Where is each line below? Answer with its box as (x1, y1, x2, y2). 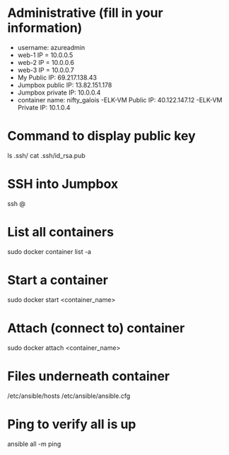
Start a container (7, 272, 108, 288)
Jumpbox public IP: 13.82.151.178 (17, 80, 112, 89)
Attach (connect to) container (7, 320, 185, 336)
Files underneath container (7, 368, 170, 384)
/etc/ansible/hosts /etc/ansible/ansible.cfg (7, 392, 131, 400)
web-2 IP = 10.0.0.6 (17, 58, 74, 66)
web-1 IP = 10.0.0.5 (17, 51, 74, 59)
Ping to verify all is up (7, 416, 136, 432)
